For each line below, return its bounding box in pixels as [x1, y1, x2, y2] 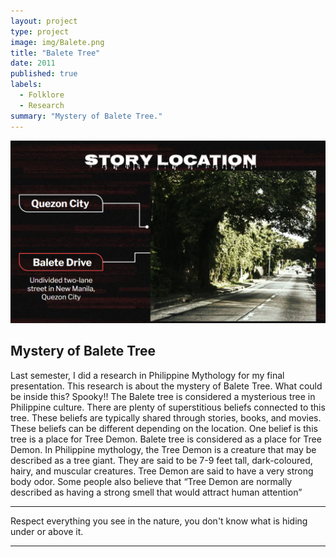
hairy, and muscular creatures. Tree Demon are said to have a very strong [10, 465, 314, 477]
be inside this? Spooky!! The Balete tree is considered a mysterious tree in [10, 390, 316, 402]
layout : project [10, 16, 78, 26]
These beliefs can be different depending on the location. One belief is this [10, 422, 318, 434]
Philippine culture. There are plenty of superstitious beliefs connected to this [10, 401, 326, 413]
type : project [10, 26, 70, 37]
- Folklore [19, 90, 65, 100]
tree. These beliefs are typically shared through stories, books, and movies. [10, 411, 322, 424]
